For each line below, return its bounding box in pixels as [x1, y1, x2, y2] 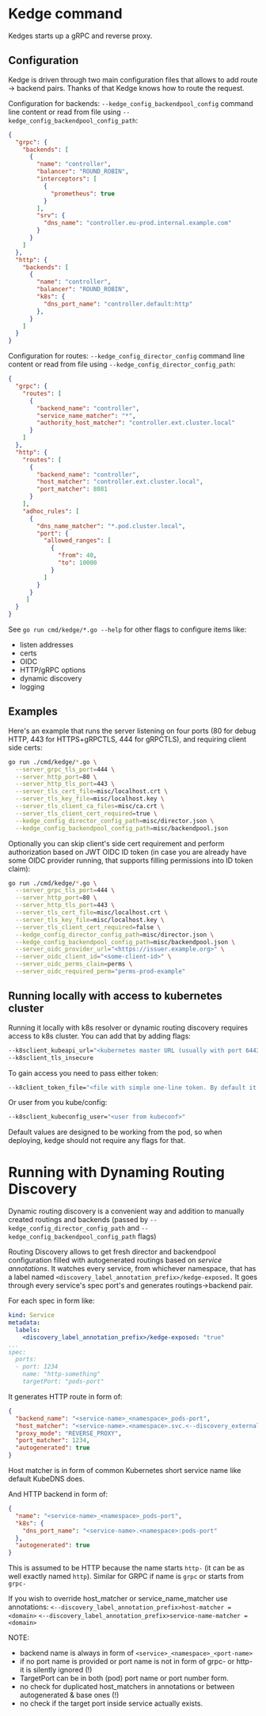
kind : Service [8, 1312, 55, 1319]
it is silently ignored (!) [19, 1665, 93, 1675]
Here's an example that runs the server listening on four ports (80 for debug [8, 726, 256, 735]
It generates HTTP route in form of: [8, 1391, 123, 1401]
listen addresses [19, 640, 74, 649]
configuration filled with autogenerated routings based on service [8, 1255, 222, 1265]
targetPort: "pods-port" [22, 1378, 104, 1386]
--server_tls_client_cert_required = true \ [15, 809, 158, 818]
